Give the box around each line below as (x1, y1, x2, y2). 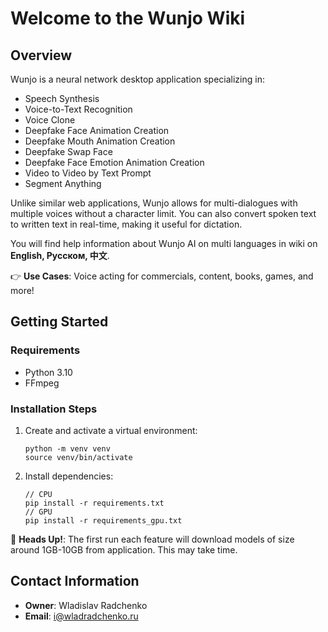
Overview (10, 47, 73, 64)
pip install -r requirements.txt (24, 498, 165, 508)
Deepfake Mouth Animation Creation (24, 135, 176, 147)
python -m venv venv (24, 443, 111, 454)
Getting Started (10, 313, 109, 331)
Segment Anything (24, 178, 102, 189)
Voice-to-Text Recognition (24, 103, 133, 115)
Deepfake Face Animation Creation (24, 125, 170, 136)
